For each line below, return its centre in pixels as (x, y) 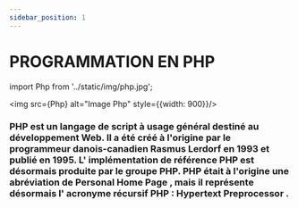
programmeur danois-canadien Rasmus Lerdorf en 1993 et (140, 149)
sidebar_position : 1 (48, 17)
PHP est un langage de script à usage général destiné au (134, 127)
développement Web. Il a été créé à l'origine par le (120, 137)
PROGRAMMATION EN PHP (112, 61)
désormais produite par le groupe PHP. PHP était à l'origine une (149, 171)
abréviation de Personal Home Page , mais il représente (132, 182)
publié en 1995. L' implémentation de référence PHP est (132, 160)
